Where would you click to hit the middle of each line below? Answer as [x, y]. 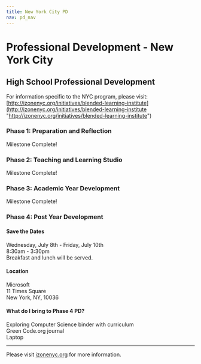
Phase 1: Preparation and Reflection [59, 131]
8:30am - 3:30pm [28, 251]
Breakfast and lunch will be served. [50, 257]
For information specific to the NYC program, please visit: [77, 96]
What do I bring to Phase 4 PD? [45, 311]
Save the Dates [25, 231]
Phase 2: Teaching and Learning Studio [64, 160]
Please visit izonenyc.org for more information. [64, 354]
